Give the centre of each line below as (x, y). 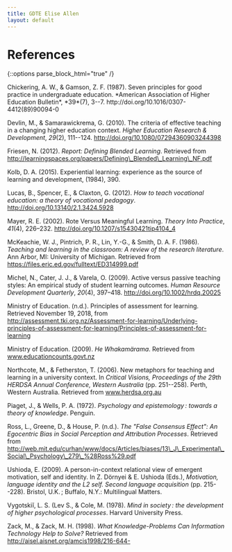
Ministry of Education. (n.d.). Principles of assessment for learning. (103, 306)
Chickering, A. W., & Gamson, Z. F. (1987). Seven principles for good (105, 87)
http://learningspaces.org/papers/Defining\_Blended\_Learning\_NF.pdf (110, 159)
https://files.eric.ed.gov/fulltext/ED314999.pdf (73, 265)
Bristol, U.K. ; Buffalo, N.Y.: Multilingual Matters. (94, 492)
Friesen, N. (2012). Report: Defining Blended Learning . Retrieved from (107, 151)
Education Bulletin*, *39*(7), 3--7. (56, 102)
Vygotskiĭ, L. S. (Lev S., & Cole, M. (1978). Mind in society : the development (115, 505)
